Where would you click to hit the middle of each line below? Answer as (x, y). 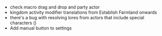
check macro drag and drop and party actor (55, 7)
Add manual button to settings (41, 28)
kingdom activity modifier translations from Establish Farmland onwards (83, 12)
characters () (23, 23)
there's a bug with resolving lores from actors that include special (77, 18)
